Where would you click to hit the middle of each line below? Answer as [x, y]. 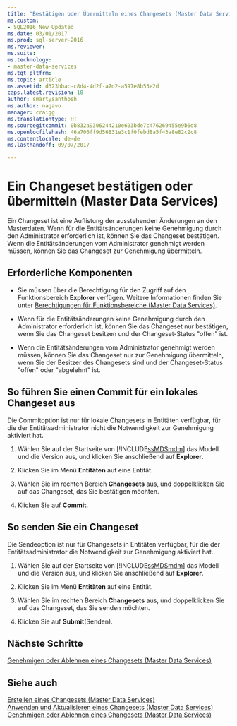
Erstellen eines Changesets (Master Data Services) [81, 700]
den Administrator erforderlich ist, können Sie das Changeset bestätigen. [114, 236]
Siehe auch [32, 683]
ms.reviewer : [26, 47]
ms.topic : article [34, 79]
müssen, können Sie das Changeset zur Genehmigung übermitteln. [105, 251]
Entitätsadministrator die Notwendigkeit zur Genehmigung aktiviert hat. [110, 552]
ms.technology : [30, 60]
